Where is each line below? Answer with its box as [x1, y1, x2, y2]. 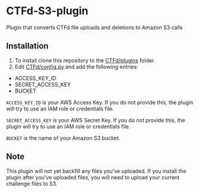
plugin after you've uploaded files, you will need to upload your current [6, 173, 180, 181]
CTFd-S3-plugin [6, 4, 89, 18]
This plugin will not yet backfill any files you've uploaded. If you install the [6, 167, 187, 175]
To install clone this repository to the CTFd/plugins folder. [14, 56, 156, 64]
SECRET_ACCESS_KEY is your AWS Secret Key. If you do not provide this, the [6, 116, 185, 124]
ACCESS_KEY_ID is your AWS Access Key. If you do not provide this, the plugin [6, 99, 194, 106]
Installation [6, 41, 49, 51]
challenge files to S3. [6, 180, 58, 187]
